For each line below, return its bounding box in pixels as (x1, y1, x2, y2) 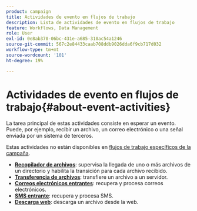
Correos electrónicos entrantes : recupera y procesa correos (14, 180, 163, 187)
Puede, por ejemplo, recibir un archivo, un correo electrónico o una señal (6, 126, 183, 133)
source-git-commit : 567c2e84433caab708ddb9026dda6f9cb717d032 (6, 42, 162, 47)
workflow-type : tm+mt (6, 47, 59, 53)
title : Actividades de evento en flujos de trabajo (6, 14, 135, 20)
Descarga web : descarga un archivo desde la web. (14, 199, 139, 206)
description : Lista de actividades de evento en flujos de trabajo (6, 19, 175, 25)
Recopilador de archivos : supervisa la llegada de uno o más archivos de (14, 161, 191, 168)
